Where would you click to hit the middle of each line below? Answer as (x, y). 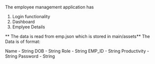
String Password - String (30, 56)
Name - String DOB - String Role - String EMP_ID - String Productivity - (77, 51)
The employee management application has (49, 7)
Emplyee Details (29, 27)
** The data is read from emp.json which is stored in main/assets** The (77, 36)
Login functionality (31, 16)
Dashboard (24, 22)
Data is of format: (23, 42)
